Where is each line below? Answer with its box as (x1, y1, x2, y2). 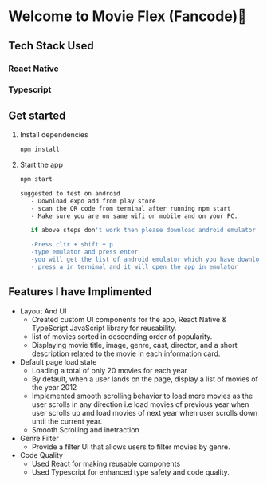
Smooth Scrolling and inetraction (31, 424, 139, 434)
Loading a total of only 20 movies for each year (31, 365, 187, 375)
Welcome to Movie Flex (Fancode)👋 (8, 7, 247, 26)
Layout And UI (19, 306, 67, 316)
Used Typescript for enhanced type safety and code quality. (31, 467, 230, 477)
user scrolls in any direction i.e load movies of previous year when (31, 399, 249, 409)
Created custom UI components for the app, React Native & (31, 314, 227, 324)
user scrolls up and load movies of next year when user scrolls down (31, 408, 257, 417)
